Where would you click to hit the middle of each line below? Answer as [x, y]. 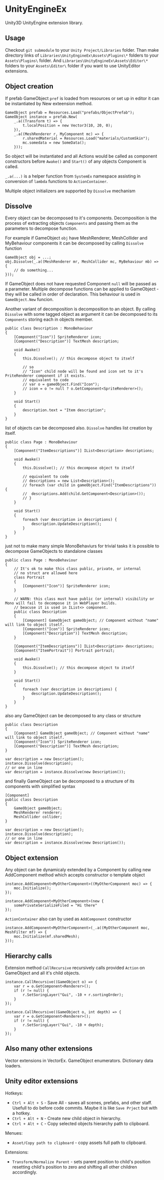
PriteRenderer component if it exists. [46, 376]
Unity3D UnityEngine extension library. [44, 23]
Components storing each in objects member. [49, 319]
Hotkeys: [14, 1093]
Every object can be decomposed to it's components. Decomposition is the [81, 218]
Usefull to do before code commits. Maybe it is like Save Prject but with [85, 1108]
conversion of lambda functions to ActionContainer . [57, 181]
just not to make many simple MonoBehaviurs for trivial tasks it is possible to [82, 546]
